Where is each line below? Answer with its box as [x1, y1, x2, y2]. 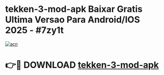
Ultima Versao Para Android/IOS [5, 14, 140, 25]
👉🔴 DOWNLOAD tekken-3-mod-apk [5, 60, 159, 71]
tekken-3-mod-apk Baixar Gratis [5, 3, 143, 15]
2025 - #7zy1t [5, 25, 64, 36]
